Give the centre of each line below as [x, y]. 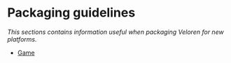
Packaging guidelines [71, 13]
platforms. [22, 39]
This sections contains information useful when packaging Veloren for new [115, 32]
